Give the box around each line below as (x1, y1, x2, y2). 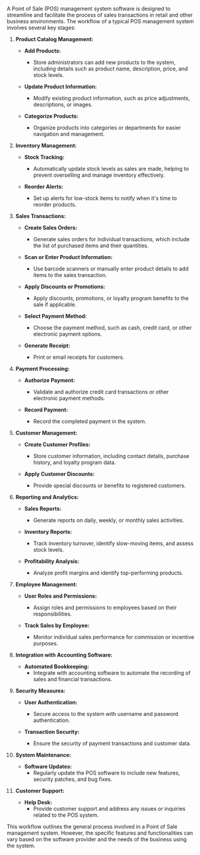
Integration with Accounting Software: (15, 651, 112, 659)
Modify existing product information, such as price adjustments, (33, 95, 190, 102)
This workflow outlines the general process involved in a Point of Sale (7, 823, 178, 830)
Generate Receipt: (24, 342, 71, 349)
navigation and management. (33, 131, 105, 137)
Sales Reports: (24, 505, 62, 512)
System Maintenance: (15, 752, 71, 758)
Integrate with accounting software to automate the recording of (33, 669, 191, 676)
